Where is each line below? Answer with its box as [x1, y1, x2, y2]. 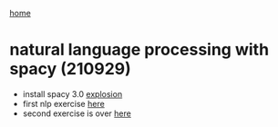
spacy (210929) [9, 59, 132, 80]
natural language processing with [9, 40, 270, 60]
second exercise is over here [22, 108, 132, 119]
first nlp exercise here [22, 98, 105, 109]
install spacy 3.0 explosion [22, 88, 123, 99]
